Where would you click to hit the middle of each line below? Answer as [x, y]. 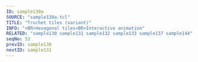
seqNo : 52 [18, 39]
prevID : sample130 [29, 45]
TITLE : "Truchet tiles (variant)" [49, 22]
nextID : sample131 [29, 50]
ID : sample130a [25, 12]
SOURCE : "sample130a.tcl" [38, 17]
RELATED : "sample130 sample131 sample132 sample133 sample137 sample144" [100, 34]
